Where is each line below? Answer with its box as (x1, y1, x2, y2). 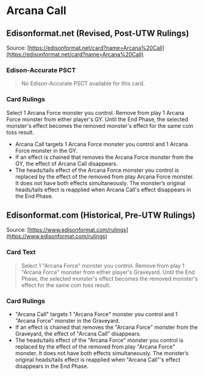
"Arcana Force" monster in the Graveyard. (15, 317, 121, 324)
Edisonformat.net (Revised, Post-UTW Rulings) (6, 28, 189, 39)
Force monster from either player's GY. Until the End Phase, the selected (6, 116, 189, 123)
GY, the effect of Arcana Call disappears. (15, 160, 118, 167)
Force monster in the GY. (15, 147, 78, 154)
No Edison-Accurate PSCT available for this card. (21, 80, 145, 87)
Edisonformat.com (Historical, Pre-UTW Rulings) (6, 210, 196, 220)
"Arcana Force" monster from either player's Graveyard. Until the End (21, 268, 195, 276)
